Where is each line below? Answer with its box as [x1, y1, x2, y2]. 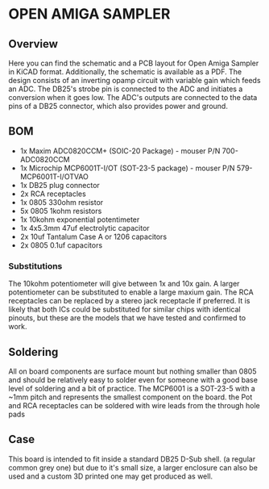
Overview [8, 37, 59, 51]
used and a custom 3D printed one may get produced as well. [8, 471, 213, 481]
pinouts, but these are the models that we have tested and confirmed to [8, 313, 246, 323]
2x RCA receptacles [19, 189, 86, 199]
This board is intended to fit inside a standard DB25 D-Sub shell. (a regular [8, 453, 256, 464]
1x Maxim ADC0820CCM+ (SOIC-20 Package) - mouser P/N [19, 146, 221, 156]
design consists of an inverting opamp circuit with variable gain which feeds [8, 76, 261, 85]
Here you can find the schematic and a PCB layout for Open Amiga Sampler [8, 58, 259, 68]
